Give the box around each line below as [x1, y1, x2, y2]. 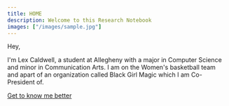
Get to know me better [7, 91, 72, 100]
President [7, 78, 35, 86]
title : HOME [7, 10, 42, 17]
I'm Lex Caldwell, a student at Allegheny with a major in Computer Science [7, 56, 222, 64]
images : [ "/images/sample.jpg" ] [7, 23, 102, 30]
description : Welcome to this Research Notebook [7, 17, 152, 24]
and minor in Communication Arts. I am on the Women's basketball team [7, 63, 216, 72]
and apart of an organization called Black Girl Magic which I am [7, 70, 190, 79]
